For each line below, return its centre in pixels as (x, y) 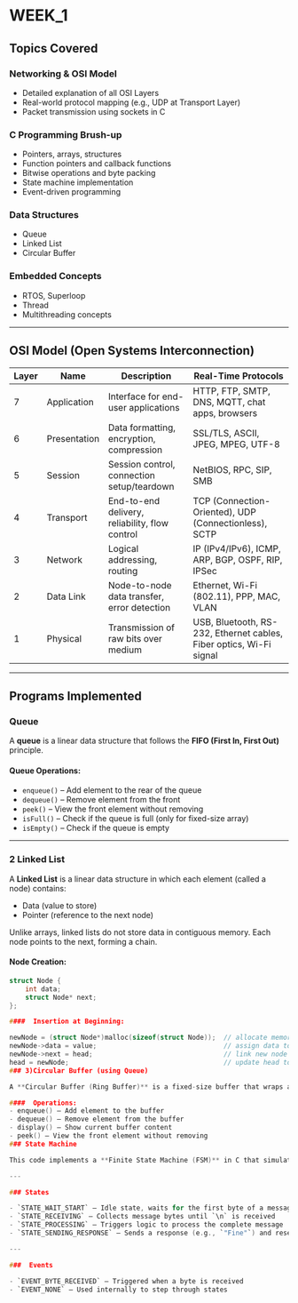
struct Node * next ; (61, 997)
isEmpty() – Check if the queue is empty (96, 828)
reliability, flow (138, 523)
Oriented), (214, 512)
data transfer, (136, 596)
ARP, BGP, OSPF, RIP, (238, 559)
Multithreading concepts (67, 314)
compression (135, 450)
